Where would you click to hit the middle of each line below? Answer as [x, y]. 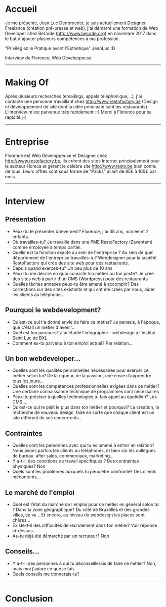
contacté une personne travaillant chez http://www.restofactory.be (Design [82, 101]
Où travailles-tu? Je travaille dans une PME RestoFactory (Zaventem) [82, 242]
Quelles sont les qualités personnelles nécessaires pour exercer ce [81, 370]
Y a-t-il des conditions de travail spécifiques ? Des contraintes [76, 461]
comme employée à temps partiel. [47, 247]
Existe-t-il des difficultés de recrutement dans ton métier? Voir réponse [84, 525]
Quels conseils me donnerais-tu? [46, 574]
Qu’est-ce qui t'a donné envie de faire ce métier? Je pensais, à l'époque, [86, 322]
